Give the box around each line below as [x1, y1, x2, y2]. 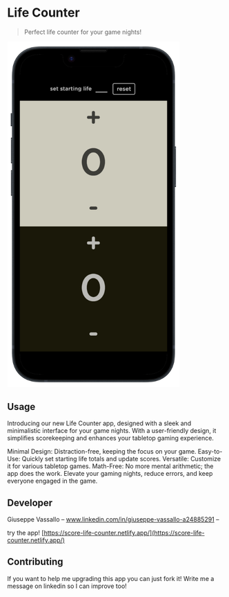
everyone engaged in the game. [7, 476, 98, 485]
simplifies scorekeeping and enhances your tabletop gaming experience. [7, 434, 214, 443]
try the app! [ [7, 528, 44, 537]
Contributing [7, 556, 63, 568]
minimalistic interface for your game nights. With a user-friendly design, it [7, 427, 217, 435]
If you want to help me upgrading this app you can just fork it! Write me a [7, 574, 215, 582]
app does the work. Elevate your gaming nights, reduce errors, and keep [7, 470, 213, 478]
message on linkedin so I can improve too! [7, 582, 128, 590]
